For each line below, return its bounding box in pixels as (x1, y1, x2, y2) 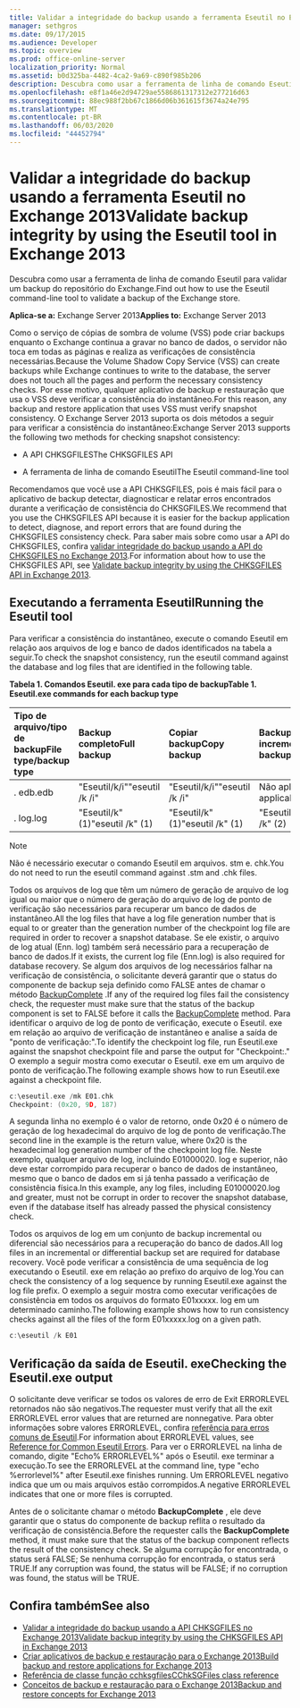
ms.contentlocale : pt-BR (9, 113, 102, 122)
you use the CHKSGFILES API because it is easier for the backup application (9, 512, 290, 523)
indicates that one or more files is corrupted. (9, 1489, 173, 1500)
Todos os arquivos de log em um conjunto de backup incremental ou (9, 1229, 262, 1239)
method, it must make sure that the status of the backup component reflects (9, 1535, 290, 1545)
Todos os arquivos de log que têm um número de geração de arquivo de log (9, 884, 289, 895)
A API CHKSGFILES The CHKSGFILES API (21, 449, 173, 460)
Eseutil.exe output (9, 1370, 113, 1385)
